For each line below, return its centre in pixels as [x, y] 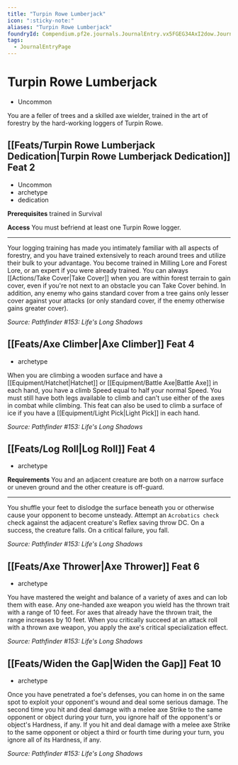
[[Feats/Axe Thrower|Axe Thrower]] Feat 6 [103, 566]
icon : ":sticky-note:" [41, 21]
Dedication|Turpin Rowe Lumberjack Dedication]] [119, 157]
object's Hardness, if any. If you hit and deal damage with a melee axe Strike [119, 725]
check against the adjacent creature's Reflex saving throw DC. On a [106, 523]
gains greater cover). [38, 308]
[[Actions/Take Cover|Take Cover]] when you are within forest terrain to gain [119, 278]
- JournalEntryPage [42, 47]
